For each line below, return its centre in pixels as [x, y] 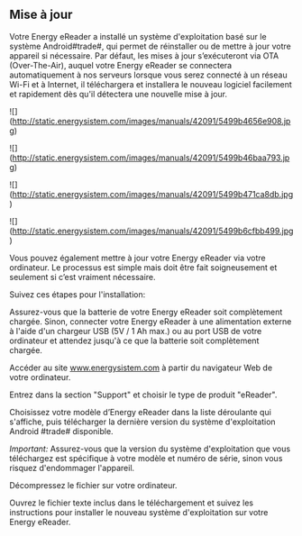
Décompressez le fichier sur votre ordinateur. [93, 485]
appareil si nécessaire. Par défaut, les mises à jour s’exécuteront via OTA [144, 55]
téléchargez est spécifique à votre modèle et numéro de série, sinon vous [146, 458]
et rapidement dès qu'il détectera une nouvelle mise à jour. [119, 94]
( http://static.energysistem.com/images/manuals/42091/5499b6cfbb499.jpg [151, 231]
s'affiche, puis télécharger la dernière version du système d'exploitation [143, 422]
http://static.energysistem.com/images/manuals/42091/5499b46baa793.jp [151, 158]
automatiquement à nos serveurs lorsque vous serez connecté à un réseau [148, 75]
